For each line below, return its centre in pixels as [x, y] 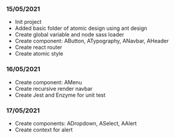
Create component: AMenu [48, 82]
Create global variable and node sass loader [70, 35]
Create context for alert [44, 130]
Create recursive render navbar [54, 88]
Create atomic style [39, 54]
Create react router [39, 47]
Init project [28, 22]
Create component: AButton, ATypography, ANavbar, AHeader [92, 41]
